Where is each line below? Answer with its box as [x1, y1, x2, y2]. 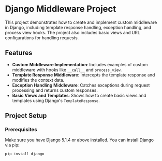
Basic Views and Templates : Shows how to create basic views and [12, 92, 147, 98]
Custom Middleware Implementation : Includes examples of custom [12, 61, 148, 67]
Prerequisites [5, 126, 37, 133]
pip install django [5, 151, 44, 157]
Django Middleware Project [5, 3, 116, 15]
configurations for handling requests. [5, 35, 79, 41]
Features [5, 49, 32, 57]
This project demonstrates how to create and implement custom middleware [5, 19, 157, 25]
